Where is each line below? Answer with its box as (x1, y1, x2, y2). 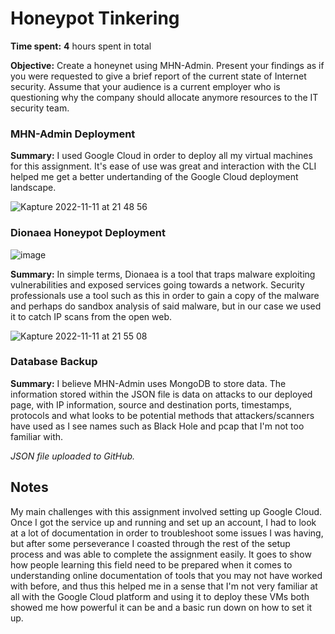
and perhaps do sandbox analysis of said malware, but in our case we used (10, 300, 322, 312)
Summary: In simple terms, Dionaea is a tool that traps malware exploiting (10, 268, 316, 280)
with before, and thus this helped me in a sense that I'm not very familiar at (10, 580, 318, 592)
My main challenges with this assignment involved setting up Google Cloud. (10, 505, 323, 517)
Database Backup (10, 355, 98, 369)
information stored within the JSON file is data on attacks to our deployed (10, 388, 313, 400)
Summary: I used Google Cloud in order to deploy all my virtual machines (10, 150, 313, 162)
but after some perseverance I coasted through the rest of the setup (10, 537, 291, 549)
